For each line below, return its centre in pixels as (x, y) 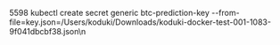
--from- (225, 13)
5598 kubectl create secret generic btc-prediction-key (109, 13)
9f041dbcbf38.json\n (48, 31)
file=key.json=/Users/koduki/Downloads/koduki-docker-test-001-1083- (140, 22)
